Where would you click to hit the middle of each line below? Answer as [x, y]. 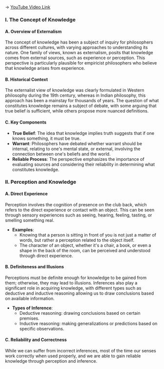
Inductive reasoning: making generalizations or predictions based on [88, 323]
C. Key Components [26, 122]
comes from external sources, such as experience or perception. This [75, 58]
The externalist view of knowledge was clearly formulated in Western [75, 90]
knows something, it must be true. [46, 138]
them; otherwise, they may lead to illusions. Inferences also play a [71, 282]
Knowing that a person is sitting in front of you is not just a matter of [88, 235]
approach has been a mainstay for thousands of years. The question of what [82, 101]
